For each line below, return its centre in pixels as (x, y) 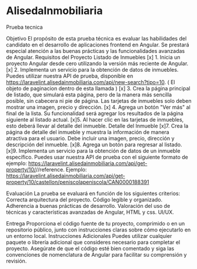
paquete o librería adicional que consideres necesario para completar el (93, 242)
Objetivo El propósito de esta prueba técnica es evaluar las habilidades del (96, 38)
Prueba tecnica (24, 27)
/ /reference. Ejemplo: (61, 169)
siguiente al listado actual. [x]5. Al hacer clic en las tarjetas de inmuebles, (95, 119)
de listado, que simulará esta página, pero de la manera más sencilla (89, 95)
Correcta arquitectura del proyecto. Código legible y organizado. (84, 199)
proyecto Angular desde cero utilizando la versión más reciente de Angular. (97, 63)
